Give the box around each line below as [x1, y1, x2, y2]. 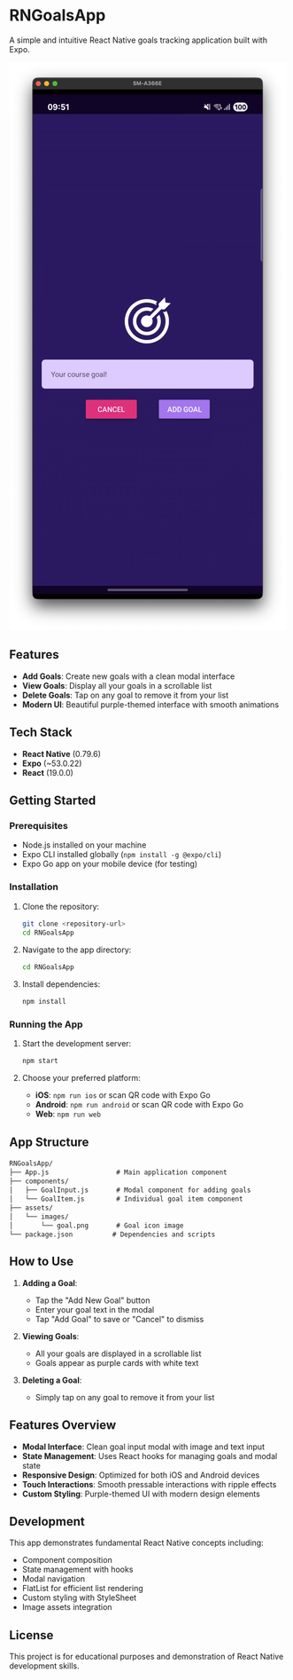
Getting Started [9, 793, 96, 808]
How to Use [9, 1254, 74, 1269]
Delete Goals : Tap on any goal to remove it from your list [21, 690, 229, 700]
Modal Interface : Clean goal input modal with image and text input [21, 1441, 266, 1452]
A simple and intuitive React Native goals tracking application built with [9, 35, 268, 45]
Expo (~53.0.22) [21, 758, 82, 769]
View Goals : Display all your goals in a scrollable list [21, 680, 212, 690]
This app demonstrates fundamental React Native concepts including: [9, 1537, 264, 1549]
